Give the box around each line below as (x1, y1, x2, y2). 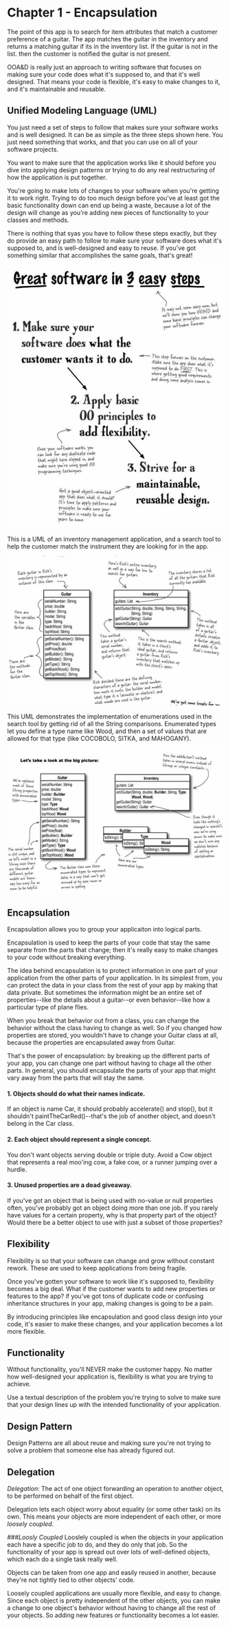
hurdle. (7, 1165, 27, 1173)
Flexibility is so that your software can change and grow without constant (7, 1256, 215, 1265)
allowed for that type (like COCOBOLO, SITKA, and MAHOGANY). (7, 734, 192, 742)
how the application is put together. (7, 173, 108, 181)
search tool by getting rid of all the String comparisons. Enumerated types (7, 719, 216, 728)
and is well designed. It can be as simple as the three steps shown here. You (7, 130, 223, 138)
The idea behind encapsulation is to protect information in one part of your (7, 967, 218, 975)
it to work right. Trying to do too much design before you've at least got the (7, 194, 220, 202)
